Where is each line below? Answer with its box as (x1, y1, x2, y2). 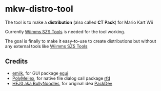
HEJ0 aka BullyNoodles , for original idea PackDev (12, 80, 113, 86)
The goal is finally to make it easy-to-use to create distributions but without (5, 38, 156, 44)
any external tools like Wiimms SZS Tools (5, 43, 88, 49)
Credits (5, 57, 28, 66)
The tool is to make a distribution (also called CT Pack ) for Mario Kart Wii (5, 19, 153, 25)
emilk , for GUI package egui (12, 70, 68, 76)
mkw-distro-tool (5, 3, 73, 15)
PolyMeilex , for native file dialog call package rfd (12, 75, 111, 81)
